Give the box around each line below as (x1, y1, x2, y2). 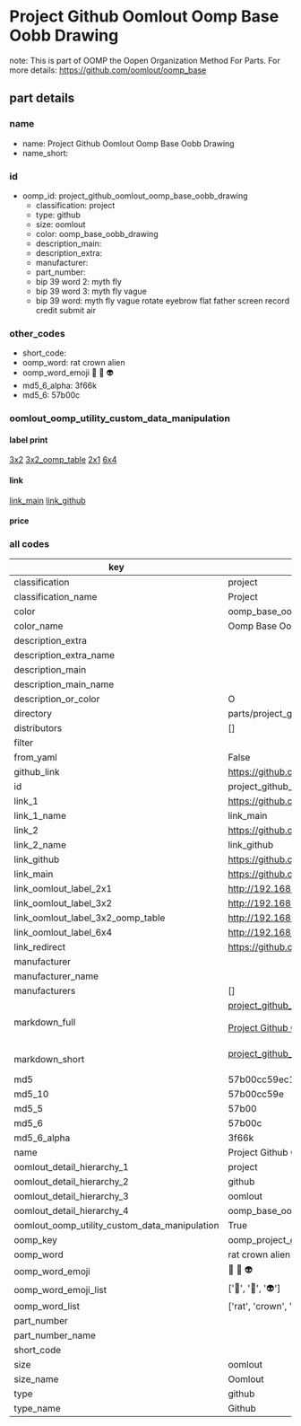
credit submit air (35, 304, 97, 315)
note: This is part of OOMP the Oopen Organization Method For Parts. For (9, 55, 280, 66)
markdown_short (13, 1053, 85, 1066)
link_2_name (13, 839, 67, 851)
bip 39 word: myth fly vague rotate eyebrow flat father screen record (35, 295, 289, 306)
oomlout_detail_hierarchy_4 (13, 1205, 129, 1218)
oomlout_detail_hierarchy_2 (13, 1175, 129, 1188)
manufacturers (13, 985, 76, 998)
